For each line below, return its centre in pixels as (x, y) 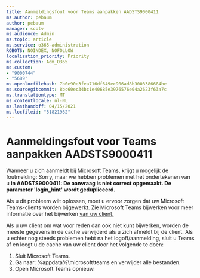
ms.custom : (20, 67)
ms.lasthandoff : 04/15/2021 (41, 106)
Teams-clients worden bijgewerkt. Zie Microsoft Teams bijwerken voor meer (100, 207)
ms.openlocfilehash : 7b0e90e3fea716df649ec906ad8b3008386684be (87, 84)
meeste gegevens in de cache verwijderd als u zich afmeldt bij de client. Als (99, 232)
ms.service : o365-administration (48, 45)
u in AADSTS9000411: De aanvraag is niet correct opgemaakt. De (89, 184)
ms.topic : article (29, 39)
